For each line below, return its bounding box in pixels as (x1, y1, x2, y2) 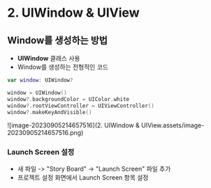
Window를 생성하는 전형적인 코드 (17, 63, 108, 71)
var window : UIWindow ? (7, 77, 73, 84)
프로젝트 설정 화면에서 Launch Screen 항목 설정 (17, 173, 149, 182)
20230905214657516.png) (7, 129, 84, 137)
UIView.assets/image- (140, 121, 205, 130)
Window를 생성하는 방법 (7, 34, 108, 46)
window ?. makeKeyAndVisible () (7, 109, 92, 116)
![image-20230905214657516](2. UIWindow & (7, 121, 140, 130)
